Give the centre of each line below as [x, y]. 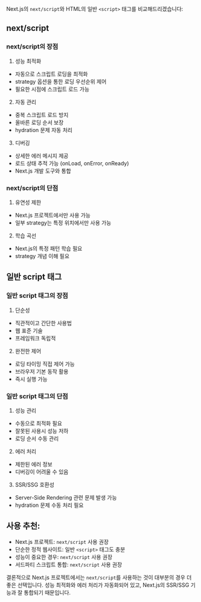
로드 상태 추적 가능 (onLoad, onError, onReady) [72, 163]
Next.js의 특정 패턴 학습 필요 [49, 248]
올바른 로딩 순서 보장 [39, 122]
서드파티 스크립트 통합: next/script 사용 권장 [69, 564]
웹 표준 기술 [29, 330]
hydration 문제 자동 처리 [43, 130]
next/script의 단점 [32, 188]
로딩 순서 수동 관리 [37, 438]
